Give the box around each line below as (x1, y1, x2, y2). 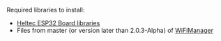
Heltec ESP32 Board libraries (16, 19, 100, 27)
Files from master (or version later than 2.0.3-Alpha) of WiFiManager (16, 27, 214, 34)
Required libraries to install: (6, 6, 85, 14)
